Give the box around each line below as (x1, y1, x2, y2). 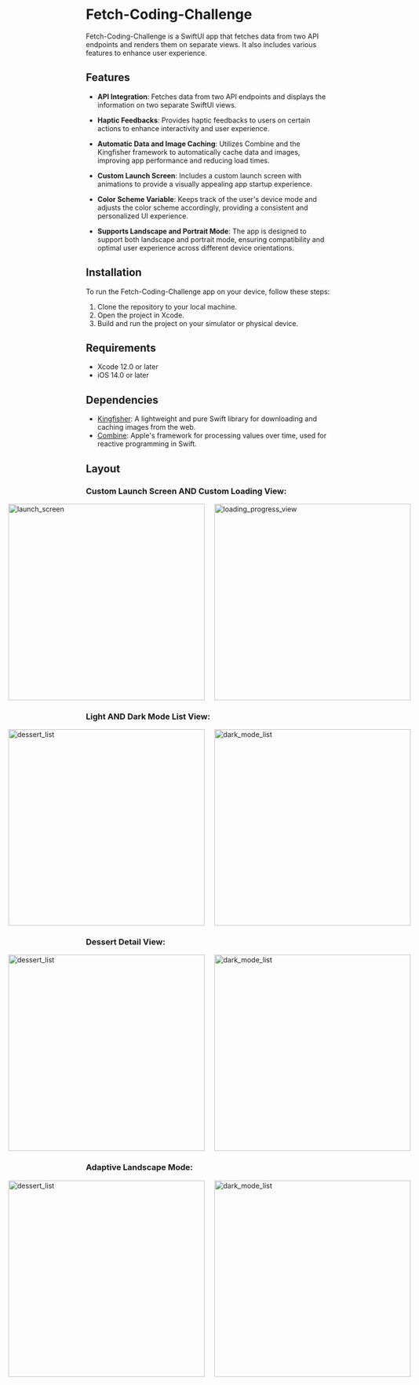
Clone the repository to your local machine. (97, 302, 237, 311)
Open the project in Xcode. (97, 310, 185, 320)
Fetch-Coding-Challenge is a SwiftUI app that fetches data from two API (86, 31, 319, 41)
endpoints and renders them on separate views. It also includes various (86, 39, 317, 49)
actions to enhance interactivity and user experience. (97, 123, 270, 133)
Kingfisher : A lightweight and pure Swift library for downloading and (97, 414, 318, 423)
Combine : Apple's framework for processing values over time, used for (97, 431, 327, 441)
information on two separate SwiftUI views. (97, 100, 237, 109)
